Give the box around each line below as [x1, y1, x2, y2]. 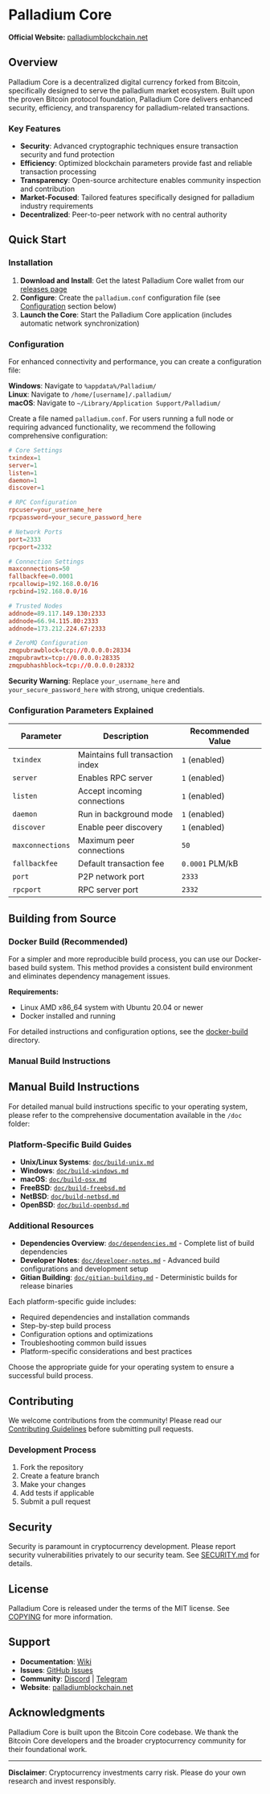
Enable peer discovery [77, 822, 163, 833]
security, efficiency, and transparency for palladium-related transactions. [8, 102, 250, 112]
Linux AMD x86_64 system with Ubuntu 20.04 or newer [19, 1002, 203, 1012]
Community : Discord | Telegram [19, 1674, 128, 1684]
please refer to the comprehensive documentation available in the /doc [8, 1110, 243, 1119]
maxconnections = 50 [8, 565, 70, 573]
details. [8, 1559, 33, 1568]
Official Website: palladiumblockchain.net [8, 32, 149, 42]
